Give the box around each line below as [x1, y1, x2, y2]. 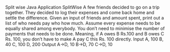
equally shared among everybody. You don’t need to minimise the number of [5, 25, 165, 31]
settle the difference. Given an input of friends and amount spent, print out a [5, 15, 164, 20]
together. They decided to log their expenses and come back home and [5, 9, 154, 15]
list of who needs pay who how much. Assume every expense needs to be [5, 20, 160, 26]
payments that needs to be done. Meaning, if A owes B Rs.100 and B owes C [5, 31, 164, 36]
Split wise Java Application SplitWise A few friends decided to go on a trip [5, 4, 160, 10]
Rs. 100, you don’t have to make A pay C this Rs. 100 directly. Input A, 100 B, [5, 36, 163, 42]
